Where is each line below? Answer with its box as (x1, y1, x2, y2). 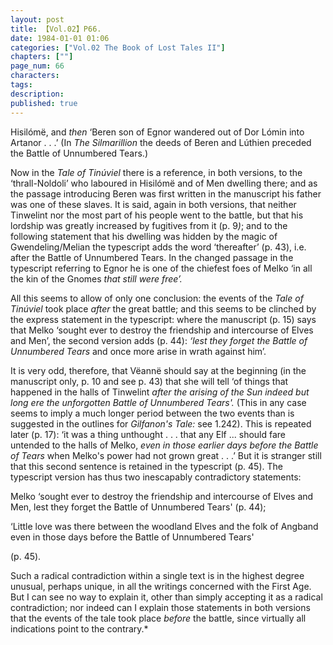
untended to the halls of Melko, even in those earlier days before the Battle (10, 439, 319, 451)
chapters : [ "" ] (10, 52, 74, 62)
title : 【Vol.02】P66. (10, 24, 102, 34)
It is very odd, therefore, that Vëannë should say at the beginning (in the (10, 364, 307, 376)
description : (10, 89, 65, 99)
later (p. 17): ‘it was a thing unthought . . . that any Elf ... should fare (10, 428, 287, 440)
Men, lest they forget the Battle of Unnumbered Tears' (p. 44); (10, 501, 267, 513)
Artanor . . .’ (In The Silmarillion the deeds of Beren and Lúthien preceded (10, 136, 312, 148)
